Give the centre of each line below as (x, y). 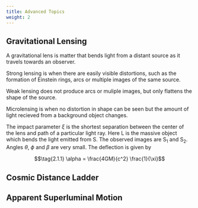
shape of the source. (31, 97)
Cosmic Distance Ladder (52, 177)
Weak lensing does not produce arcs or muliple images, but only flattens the (99, 91)
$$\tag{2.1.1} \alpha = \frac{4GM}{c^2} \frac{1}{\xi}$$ (100, 159)
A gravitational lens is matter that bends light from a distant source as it (93, 56)
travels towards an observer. (41, 62)
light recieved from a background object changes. (67, 115)
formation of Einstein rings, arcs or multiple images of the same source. (93, 80)
